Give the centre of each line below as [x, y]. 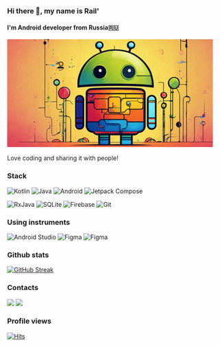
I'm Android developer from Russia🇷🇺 [63, 27]
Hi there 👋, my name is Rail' [53, 11]
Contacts [23, 288]
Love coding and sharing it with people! [63, 158]
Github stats [28, 255]
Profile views [29, 321]
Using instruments [39, 222]
